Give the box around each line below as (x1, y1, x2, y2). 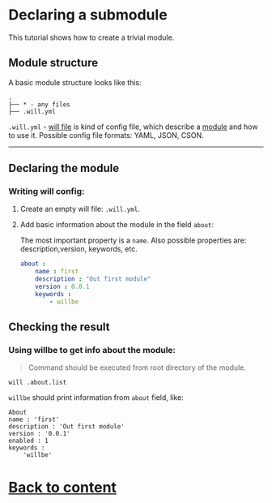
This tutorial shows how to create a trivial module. (8, 32, 175, 42)
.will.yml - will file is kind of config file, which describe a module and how (8, 122, 258, 131)
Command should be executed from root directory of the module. (28, 363, 247, 372)
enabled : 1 (8, 436, 49, 445)
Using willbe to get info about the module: (8, 345, 176, 355)
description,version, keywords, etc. (19, 244, 138, 254)
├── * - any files (8, 100, 70, 109)
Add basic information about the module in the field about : (19, 220, 215, 230)
